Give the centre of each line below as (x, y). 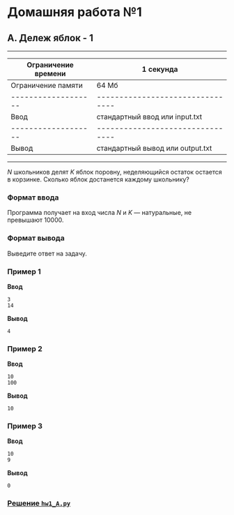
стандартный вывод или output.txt (154, 148)
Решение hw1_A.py (39, 503)
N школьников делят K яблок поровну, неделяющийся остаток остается (115, 172)
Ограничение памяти (47, 85)
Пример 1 (24, 271)
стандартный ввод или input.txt (149, 117)
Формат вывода (36, 238)
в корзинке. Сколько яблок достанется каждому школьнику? (99, 179)
